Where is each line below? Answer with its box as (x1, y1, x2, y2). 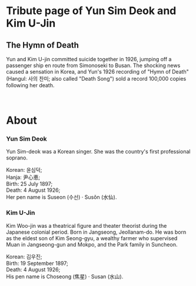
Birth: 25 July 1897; (6, 181, 53, 188)
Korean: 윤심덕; (6, 167, 42, 174)
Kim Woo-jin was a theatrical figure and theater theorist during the (6, 222, 167, 229)
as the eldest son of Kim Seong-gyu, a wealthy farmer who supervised (6, 234, 178, 242)
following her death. (6, 82, 55, 89)
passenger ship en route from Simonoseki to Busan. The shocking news (6, 62, 181, 69)
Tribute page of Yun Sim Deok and (6, 4, 177, 18)
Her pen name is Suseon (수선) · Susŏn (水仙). (6, 194, 117, 201)
